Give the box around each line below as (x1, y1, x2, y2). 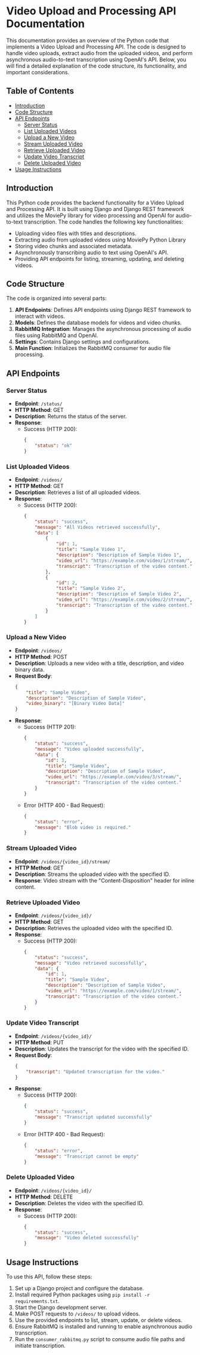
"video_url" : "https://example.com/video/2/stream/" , (56, 597, 193, 603)
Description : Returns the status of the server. (14, 412, 127, 420)
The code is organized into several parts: (6, 295, 107, 302)
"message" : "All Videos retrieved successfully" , (35, 524, 161, 530)
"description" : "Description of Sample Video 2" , (56, 591, 182, 597)
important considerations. (6, 68, 70, 76)
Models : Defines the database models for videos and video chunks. (14, 319, 182, 326)
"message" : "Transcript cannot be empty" (35, 1153, 139, 1160)
